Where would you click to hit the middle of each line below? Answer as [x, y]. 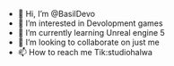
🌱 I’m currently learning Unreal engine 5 [91, 33]
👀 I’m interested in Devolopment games [90, 23]
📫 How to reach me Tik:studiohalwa [85, 52]
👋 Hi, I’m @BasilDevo [57, 14]
